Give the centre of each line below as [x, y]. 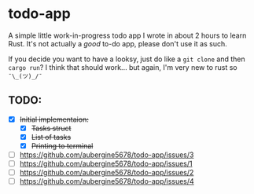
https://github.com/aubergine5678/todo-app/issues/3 [107, 155]
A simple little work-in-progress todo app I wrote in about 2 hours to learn [127, 35]
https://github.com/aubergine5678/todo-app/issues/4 [107, 181]
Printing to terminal [62, 145]
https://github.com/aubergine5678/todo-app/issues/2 [107, 173]
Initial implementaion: [54, 119]
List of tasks [51, 137]
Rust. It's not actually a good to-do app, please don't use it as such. [118, 43]
